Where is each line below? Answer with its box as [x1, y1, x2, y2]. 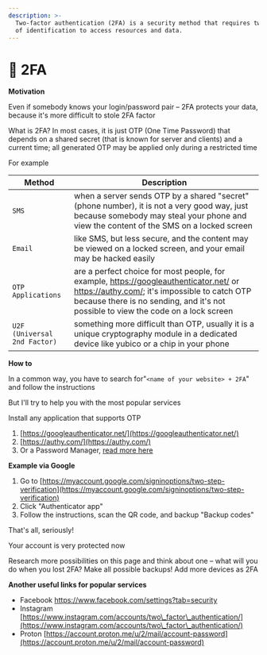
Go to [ [19, 476, 43, 486]
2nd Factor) [12, 337, 58, 346]
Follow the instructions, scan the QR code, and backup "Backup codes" [19, 510, 254, 520]
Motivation [8, 87, 45, 96]
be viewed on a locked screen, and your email [74, 243, 245, 254]
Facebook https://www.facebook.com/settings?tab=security [19, 595, 218, 605]
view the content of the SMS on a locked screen [74, 220, 253, 231]
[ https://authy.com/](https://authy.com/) [19, 437, 151, 447]
